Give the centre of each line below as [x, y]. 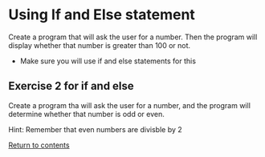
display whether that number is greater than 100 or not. [100, 45]
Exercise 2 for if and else [71, 86]
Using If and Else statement [102, 15]
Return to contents [39, 145]
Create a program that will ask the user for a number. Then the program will [133, 37]
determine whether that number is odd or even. [86, 114]
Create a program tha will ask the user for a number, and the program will [130, 105]
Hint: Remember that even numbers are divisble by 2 [95, 129]
